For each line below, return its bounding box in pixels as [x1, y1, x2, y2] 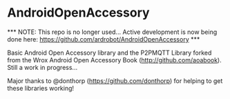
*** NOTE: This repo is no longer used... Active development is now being [7, 28, 218, 36]
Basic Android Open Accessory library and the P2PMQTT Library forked [7, 48, 212, 57]
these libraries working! [7, 84, 75, 92]
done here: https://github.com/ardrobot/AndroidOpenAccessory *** [7, 35, 200, 43]
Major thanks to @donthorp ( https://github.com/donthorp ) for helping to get [7, 76, 223, 84]
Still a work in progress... [7, 63, 78, 71]
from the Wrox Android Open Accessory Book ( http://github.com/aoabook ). [7, 55, 222, 64]
